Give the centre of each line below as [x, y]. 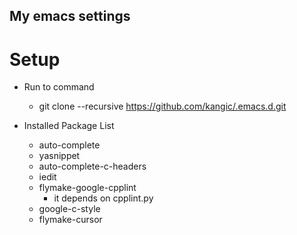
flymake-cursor [70, 220]
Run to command [59, 87]
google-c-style [69, 209]
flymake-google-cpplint [87, 188]
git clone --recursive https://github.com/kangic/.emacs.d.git [162, 106]
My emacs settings [70, 16]
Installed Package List [69, 126]
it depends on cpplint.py [103, 198]
